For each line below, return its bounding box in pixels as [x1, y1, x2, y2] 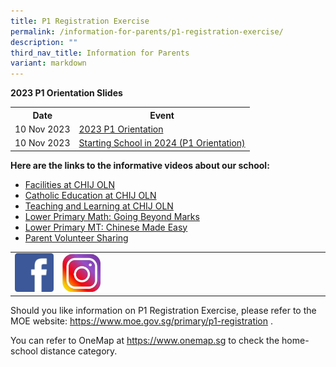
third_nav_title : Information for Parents [10, 48, 190, 58]
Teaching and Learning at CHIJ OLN [24, 200, 174, 212]
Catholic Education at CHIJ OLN [24, 189, 157, 201]
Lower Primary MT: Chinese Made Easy [24, 221, 188, 233]
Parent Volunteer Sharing [24, 231, 129, 244]
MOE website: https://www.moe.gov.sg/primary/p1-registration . [10, 315, 274, 327]
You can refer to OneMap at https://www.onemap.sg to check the [10, 335, 280, 347]
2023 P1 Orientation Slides [10, 87, 123, 99]
